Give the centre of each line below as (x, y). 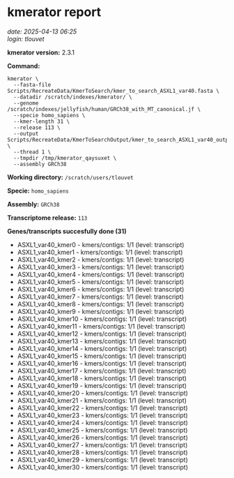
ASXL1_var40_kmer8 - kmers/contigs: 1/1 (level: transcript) (101, 304)
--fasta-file (32, 84)
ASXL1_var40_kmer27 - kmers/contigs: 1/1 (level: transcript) (102, 445)
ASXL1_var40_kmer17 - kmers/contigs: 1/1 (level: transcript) (102, 371)
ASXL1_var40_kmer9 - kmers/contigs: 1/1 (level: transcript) (101, 311)
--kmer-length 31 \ (42, 121)
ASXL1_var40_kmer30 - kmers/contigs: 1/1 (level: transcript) (103, 467)
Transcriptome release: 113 (47, 218)
